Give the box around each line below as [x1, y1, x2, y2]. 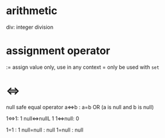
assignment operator [6, 44, 111, 58]
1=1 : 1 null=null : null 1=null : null [6, 126, 84, 133]
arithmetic [6, 4, 57, 18]
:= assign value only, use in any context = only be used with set [6, 63, 160, 70]
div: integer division [6, 23, 54, 31]
